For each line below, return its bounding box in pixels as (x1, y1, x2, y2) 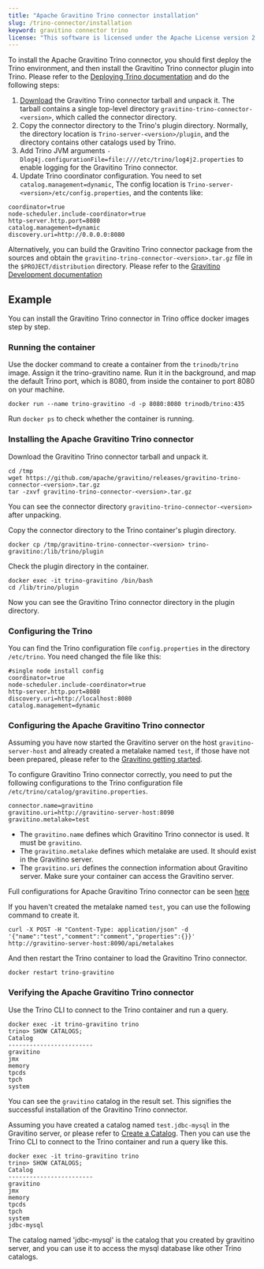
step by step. (8, 322, 51, 332)
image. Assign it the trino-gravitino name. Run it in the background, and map (8, 368, 256, 377)
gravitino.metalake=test (8, 816, 90, 824)
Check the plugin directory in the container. (8, 561, 149, 571)
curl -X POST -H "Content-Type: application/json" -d (8, 925, 189, 934)
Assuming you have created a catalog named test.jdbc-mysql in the (8, 1120, 230, 1129)
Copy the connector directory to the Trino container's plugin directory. (8, 525, 236, 535)
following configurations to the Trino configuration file (8, 779, 184, 788)
